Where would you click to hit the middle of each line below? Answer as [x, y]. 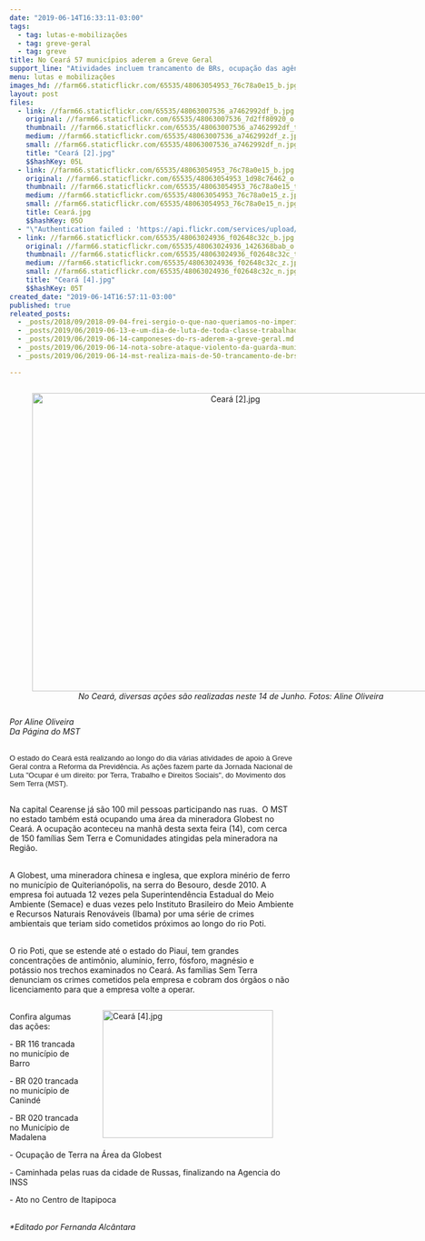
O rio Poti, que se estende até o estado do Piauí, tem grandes [124, 950]
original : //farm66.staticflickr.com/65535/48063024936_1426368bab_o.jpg [168, 246]
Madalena [28, 1136]
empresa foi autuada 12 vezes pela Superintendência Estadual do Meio [142, 894]
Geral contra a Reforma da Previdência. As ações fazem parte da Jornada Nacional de [151, 766]
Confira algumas [40, 1016]
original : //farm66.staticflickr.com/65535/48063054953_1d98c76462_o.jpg [168, 178]
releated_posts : [40, 314]
